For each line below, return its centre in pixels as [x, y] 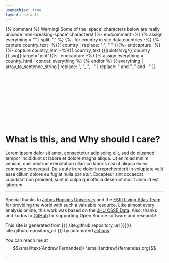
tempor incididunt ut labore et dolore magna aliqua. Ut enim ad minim [77, 158]
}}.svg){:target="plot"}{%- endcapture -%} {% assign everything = [75, 55]
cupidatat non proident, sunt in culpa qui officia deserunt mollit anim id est [82, 180]
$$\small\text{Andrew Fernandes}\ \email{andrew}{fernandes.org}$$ [84, 248]
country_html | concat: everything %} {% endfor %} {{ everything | [74, 61]
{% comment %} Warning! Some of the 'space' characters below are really [82, 29]
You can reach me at [27, 240]
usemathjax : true [23, 10]
